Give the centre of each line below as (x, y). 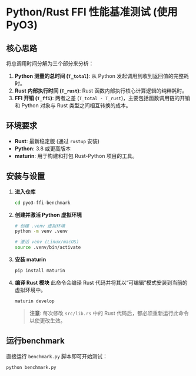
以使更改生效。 (47, 320)
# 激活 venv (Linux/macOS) (47, 242)
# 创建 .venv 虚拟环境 (40, 226)
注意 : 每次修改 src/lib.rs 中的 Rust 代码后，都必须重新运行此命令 (109, 313)
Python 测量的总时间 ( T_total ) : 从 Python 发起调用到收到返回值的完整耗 (102, 76)
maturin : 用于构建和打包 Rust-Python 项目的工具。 (76, 156)
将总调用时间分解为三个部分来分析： (50, 63)
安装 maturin (30, 259)
